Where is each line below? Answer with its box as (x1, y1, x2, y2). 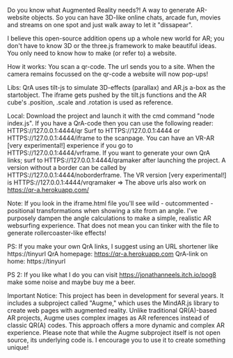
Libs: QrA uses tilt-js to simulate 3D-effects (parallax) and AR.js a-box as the (7, 84, 226, 91)
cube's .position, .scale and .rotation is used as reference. (7, 98, 173, 107)
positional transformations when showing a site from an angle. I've (7, 207, 198, 215)
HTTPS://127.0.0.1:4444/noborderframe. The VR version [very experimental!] (7, 171, 227, 179)
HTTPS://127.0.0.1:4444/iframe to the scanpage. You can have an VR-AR (7, 134, 215, 142)
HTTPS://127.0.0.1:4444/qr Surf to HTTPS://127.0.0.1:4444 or (7, 127, 181, 134)
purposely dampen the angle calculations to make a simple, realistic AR (7, 214, 212, 222)
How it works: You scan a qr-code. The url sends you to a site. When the (7, 63, 216, 70)
